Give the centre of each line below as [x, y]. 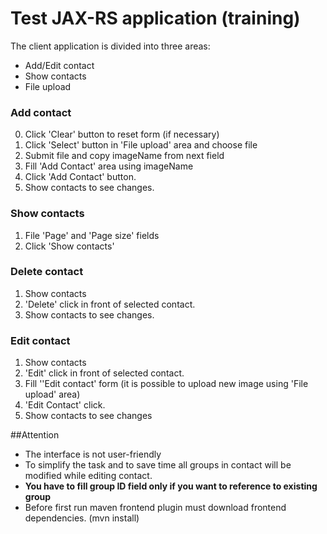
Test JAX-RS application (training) [155, 18]
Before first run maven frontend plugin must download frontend [155, 508]
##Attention [35, 435]
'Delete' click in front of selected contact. [110, 304]
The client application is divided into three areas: [110, 46]
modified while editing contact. [88, 476]
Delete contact [47, 272]
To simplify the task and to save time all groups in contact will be [158, 465]
